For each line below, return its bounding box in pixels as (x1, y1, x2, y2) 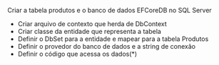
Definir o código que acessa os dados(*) (17, 49, 138, 58)
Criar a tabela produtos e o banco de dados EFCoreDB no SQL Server (7, 6, 212, 14)
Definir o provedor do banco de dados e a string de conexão (17, 42, 196, 50)
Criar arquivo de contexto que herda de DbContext (17, 20, 168, 28)
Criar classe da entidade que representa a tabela (17, 28, 162, 35)
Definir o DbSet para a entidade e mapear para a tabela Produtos (17, 35, 209, 43)
